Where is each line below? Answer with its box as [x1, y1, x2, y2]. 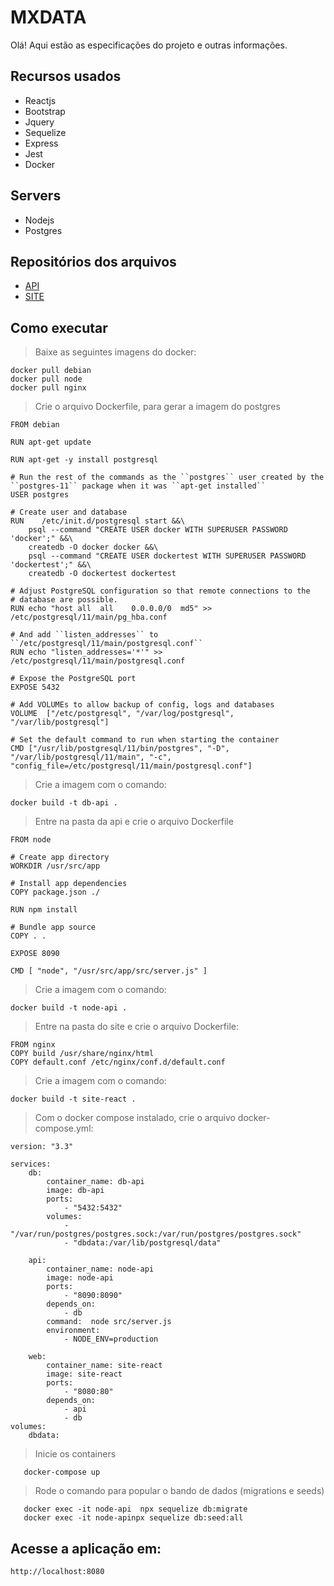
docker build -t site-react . [10, 1094, 137, 1105]
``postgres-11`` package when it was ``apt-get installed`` [10, 481, 267, 491]
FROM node [10, 835, 52, 845]
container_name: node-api [46, 1264, 155, 1275]
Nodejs [24, 214, 55, 226]
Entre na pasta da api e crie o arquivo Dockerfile [34, 816, 234, 828]
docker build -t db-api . [10, 798, 118, 808]
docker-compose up [23, 1467, 101, 1478]
